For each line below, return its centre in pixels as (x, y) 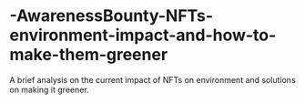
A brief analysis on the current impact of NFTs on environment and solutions (152, 79)
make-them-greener (89, 55)
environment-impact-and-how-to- (143, 35)
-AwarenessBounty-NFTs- (112, 16)
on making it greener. (49, 89)
